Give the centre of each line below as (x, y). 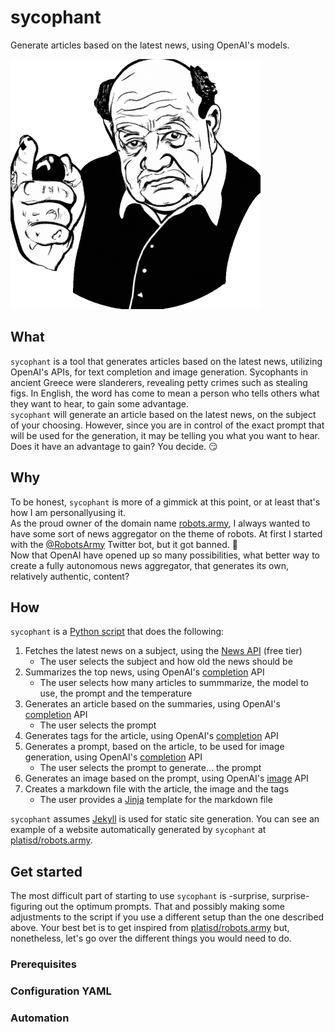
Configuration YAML (61, 991)
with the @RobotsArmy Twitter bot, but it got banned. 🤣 (124, 544)
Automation (40, 1018)
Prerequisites (43, 964)
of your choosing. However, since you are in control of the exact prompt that (167, 425)
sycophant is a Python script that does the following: (117, 632)
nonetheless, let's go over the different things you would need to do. (151, 938)
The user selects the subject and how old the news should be (166, 662)
